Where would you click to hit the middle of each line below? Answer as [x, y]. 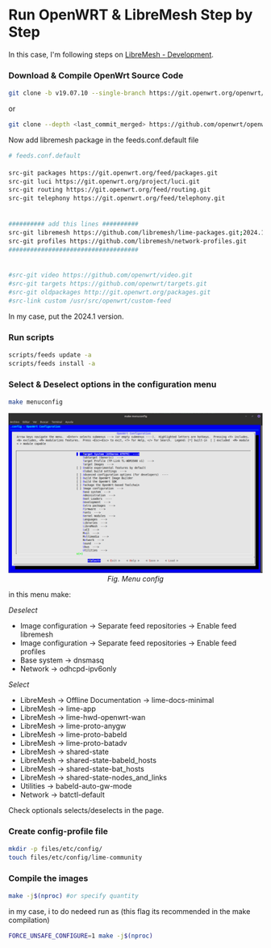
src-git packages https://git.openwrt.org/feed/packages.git [113, 173]
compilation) [29, 920]
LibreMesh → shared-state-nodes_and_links [94, 777]
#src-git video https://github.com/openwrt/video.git [101, 275]
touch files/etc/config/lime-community [75, 858]
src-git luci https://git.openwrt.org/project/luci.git [104, 181]
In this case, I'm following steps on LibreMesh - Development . [111, 54]
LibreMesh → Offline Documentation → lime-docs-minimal [117, 700]
